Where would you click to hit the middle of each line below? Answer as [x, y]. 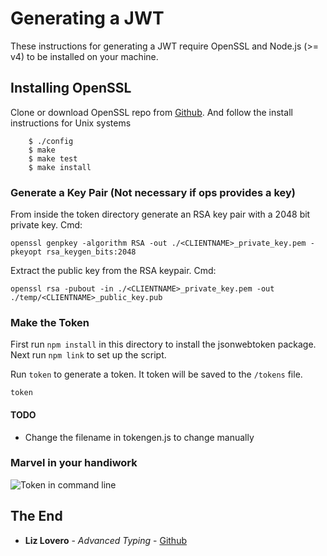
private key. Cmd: [46, 225]
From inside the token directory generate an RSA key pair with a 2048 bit [160, 214]
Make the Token [50, 322]
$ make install [60, 167]
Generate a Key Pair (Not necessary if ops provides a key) [153, 192]
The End [36, 516]
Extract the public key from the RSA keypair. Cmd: [113, 271]
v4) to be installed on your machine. [84, 56]
